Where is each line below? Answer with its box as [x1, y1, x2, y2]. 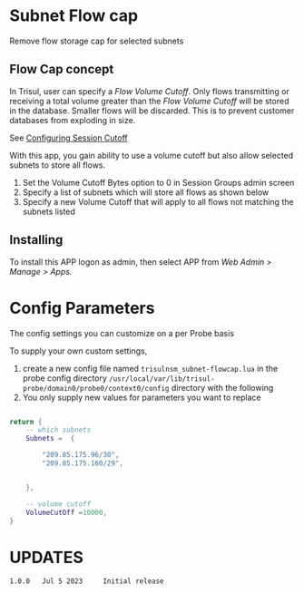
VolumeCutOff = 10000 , [25, 508, 107, 517]
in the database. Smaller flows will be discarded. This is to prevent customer [9, 105, 295, 116]
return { [9, 417, 43, 426]
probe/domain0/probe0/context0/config [22, 384, 170, 393]
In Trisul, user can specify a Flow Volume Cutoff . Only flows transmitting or [9, 85, 290, 96]
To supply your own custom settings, [9, 345, 148, 356]
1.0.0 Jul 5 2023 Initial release [9, 577, 165, 586]
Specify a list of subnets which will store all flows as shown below [22, 187, 270, 198]
